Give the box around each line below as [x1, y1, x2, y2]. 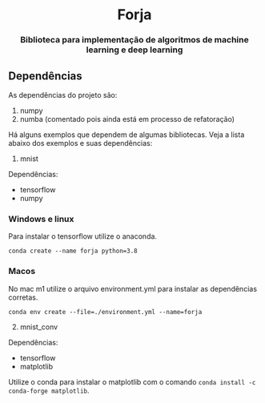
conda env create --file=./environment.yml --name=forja [8, 308, 203, 316]
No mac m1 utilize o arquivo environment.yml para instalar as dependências [8, 284, 258, 293]
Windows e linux [8, 213, 74, 224]
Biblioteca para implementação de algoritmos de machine [19, 34, 250, 46]
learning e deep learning [86, 44, 183, 55]
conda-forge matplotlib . [8, 385, 90, 395]
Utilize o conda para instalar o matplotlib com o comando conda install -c [8, 377, 256, 386]
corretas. [8, 292, 38, 302]
